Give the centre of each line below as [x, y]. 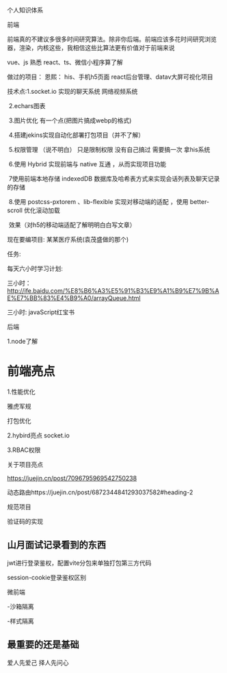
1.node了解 [23, 341]
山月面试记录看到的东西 [56, 545]
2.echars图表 [27, 106]
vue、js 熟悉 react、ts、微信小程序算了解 [65, 62]
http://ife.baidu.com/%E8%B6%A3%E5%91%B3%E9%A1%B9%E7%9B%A [113, 291]
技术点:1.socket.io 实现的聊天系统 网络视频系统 [72, 91]
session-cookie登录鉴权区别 [47, 577]
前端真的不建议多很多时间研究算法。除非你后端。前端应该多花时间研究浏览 [112, 39]
